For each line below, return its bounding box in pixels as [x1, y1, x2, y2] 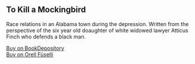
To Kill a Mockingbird [6, 5, 86, 15]
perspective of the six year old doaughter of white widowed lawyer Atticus [6, 27, 188, 34]
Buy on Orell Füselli [6, 50, 54, 58]
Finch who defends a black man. [6, 33, 86, 40]
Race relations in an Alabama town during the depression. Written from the [6, 20, 189, 27]
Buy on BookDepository [6, 44, 64, 52]
